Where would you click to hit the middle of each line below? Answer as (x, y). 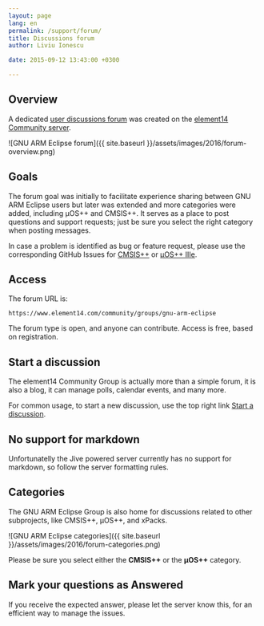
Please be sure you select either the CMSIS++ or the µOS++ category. (125, 559)
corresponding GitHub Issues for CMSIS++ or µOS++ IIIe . (103, 254)
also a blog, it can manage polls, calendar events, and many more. (117, 390)
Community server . (40, 127)
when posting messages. (50, 230)
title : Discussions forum (51, 38)
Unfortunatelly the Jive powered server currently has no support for (120, 459)
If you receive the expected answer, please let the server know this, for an (130, 604)
